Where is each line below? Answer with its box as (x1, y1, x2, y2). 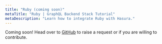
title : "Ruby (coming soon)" (5, 7, 65, 12)
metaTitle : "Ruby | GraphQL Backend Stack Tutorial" (5, 12, 115, 16)
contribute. (5, 34, 27, 40)
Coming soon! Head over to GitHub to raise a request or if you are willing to (5, 29, 157, 35)
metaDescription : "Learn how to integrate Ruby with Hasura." (5, 16, 135, 21)
